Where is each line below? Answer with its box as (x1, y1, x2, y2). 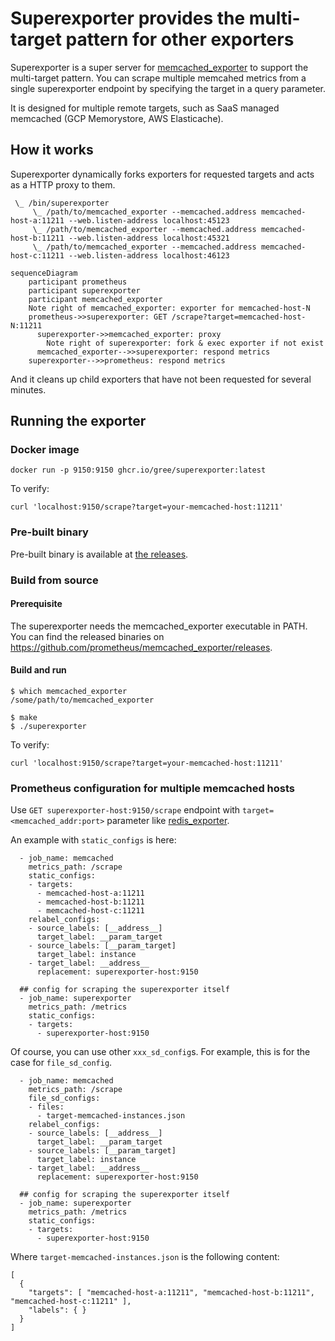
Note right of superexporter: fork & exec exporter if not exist (46, 338, 325, 348)
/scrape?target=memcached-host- (171, 312, 307, 322)
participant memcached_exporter (28, 294, 163, 304)
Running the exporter (10, 413, 147, 430)
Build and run (10, 664, 67, 676)
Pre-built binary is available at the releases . (10, 548, 189, 560)
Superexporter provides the (10, 7, 246, 30)
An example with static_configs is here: (10, 834, 177, 846)
